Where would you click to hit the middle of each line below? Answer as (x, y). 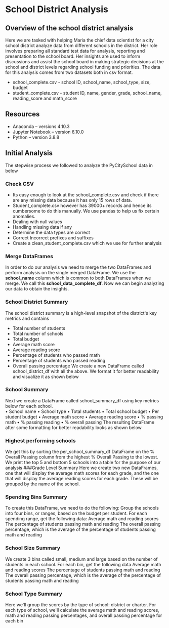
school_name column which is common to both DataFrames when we (78, 278)
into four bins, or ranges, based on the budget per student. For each (76, 513)
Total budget (26, 339)
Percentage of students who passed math (56, 355)
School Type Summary (34, 594)
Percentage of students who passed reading (59, 360)
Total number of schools (38, 333)
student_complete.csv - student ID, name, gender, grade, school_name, (87, 93)
